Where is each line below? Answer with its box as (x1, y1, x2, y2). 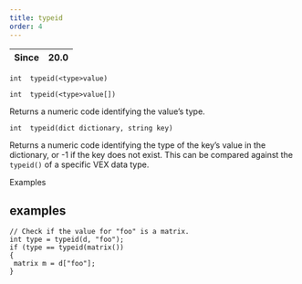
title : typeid (9, 13, 64, 23)
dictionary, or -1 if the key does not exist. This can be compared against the (9, 149, 294, 160)
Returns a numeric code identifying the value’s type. (9, 106, 205, 117)
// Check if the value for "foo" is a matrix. (9, 227, 190, 237)
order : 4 (9, 22, 43, 31)
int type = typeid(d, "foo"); (9, 235, 125, 245)
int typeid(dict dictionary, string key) (9, 123, 173, 132)
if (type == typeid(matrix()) (9, 243, 125, 252)
